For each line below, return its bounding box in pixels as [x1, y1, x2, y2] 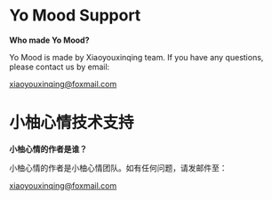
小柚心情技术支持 [9, 113, 135, 133]
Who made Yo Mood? [9, 35, 91, 45]
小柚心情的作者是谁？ [9, 143, 87, 154]
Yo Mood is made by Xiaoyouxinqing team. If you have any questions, [9, 52, 264, 62]
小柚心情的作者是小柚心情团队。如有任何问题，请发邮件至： [9, 162, 228, 173]
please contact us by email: [9, 61, 110, 72]
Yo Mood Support [9, 5, 141, 26]
